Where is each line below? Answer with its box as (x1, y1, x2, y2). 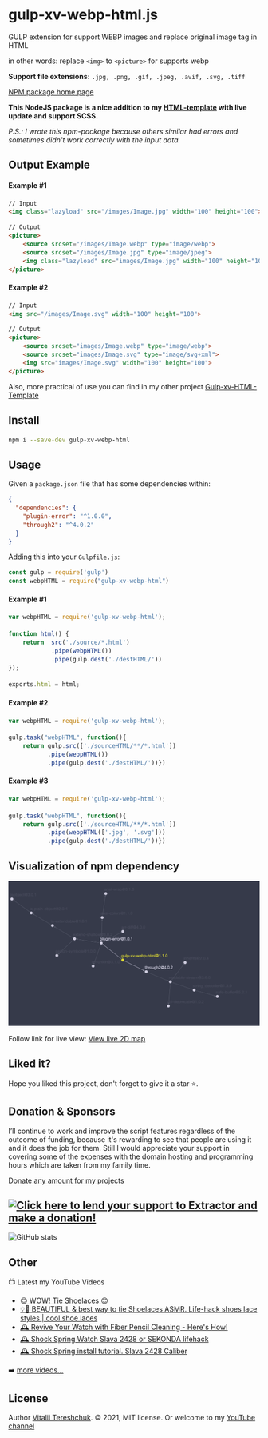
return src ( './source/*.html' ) (22, 638, 130, 647)
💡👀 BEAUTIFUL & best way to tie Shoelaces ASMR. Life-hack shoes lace (19, 1304, 258, 1314)
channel (8, 1421, 35, 1431)
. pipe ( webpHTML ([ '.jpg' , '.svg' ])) (47, 829, 166, 837)
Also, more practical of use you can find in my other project (8, 381, 203, 391)
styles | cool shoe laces (19, 1313, 98, 1323)
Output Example (8, 158, 90, 172)
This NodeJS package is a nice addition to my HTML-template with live (8, 102, 247, 112)
